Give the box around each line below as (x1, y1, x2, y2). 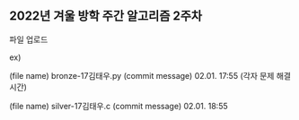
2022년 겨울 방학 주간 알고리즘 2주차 (9, 8, 203, 24)
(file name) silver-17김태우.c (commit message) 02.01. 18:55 (9, 100, 229, 111)
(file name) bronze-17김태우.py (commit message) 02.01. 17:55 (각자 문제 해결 (9, 70, 292, 81)
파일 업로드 (9, 34, 48, 45)
